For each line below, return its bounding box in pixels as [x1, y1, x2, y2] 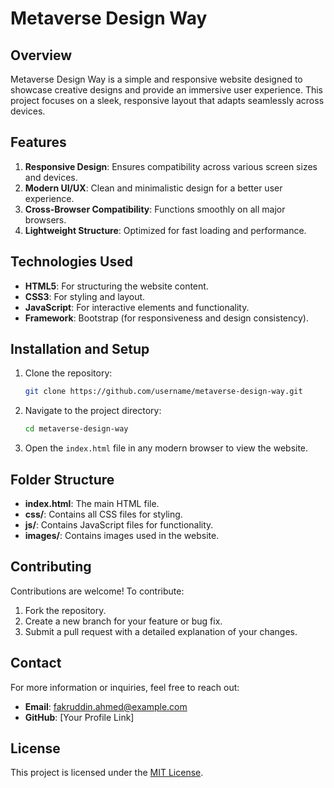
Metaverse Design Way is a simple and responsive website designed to [10, 73, 303, 85]
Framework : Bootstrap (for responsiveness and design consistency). [24, 312, 310, 324]
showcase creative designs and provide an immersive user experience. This [10, 84, 323, 96]
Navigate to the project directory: [24, 405, 162, 417]
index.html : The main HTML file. [24, 498, 160, 509]
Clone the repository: [24, 367, 113, 379]
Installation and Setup [10, 341, 150, 358]
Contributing [10, 558, 92, 576]
